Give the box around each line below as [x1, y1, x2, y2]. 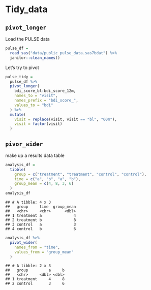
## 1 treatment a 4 [5, 213, 76, 218]
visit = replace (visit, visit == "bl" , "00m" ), [14, 117, 117, 122]
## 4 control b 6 [5, 227, 76, 232]
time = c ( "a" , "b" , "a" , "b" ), [14, 176, 81, 181]
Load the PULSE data [5, 36, 50, 42]
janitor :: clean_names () [10, 55, 60, 60]
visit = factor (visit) [14, 121, 63, 126]
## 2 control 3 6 [5, 281, 65, 286]
